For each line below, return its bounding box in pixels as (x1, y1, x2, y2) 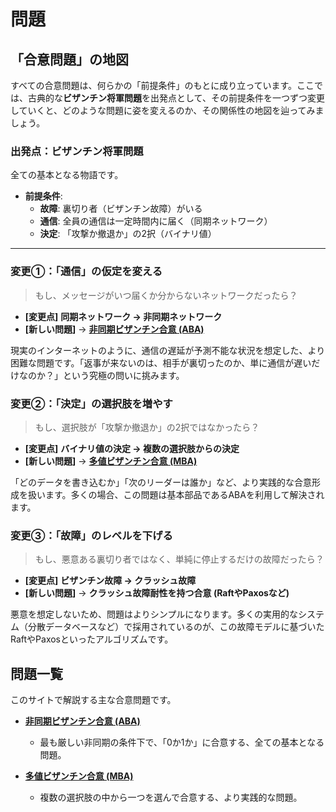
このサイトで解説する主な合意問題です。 (10, 694, 177, 705)
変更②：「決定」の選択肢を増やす (10, 396, 173, 410)
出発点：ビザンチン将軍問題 (10, 144, 144, 158)
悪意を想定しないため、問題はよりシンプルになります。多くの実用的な (10, 608, 298, 620)
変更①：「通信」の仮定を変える (10, 265, 163, 279)
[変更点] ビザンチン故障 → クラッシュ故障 (24, 575, 197, 587)
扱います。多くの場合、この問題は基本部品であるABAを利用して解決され (27, 488, 325, 500)
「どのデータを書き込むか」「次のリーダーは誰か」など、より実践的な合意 (10, 476, 313, 488)
